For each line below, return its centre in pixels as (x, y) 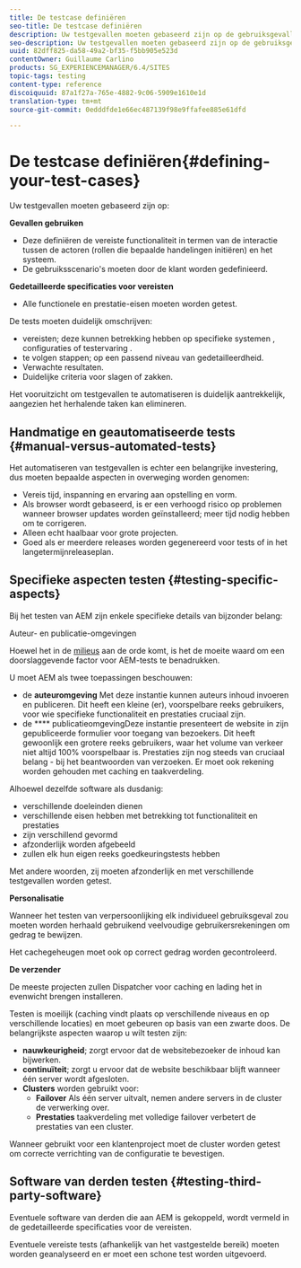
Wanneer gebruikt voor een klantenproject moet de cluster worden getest (145, 1144)
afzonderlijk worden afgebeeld (79, 844)
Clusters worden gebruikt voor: (81, 1088)
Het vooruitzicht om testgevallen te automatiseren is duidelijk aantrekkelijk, (147, 394)
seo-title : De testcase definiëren (76, 26)
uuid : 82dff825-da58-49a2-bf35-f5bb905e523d (94, 51)
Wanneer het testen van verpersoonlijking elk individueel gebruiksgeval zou (149, 915)
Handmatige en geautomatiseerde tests (122, 432)
